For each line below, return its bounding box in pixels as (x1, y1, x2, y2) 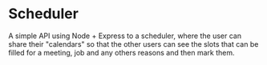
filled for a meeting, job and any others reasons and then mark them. (8, 48, 235, 57)
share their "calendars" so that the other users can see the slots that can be (8, 39, 259, 48)
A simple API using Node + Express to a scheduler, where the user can (8, 31, 242, 40)
